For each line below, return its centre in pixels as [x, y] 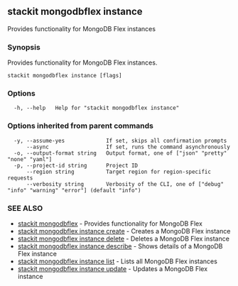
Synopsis [24, 47]
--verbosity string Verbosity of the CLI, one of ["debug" [125, 184]
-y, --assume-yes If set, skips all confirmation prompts [120, 141]
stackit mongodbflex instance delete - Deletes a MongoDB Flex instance [123, 238]
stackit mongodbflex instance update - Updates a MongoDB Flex [113, 269]
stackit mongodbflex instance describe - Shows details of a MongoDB [120, 246]
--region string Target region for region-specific [119, 172]
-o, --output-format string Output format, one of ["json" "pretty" [120, 153]
